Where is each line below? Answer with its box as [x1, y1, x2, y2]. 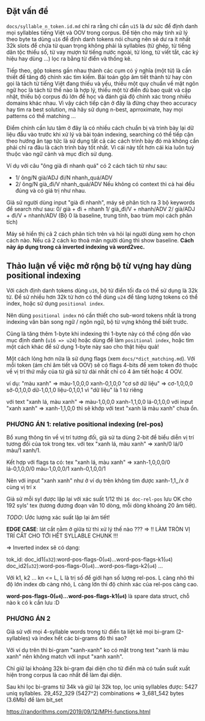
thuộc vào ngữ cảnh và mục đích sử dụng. [6, 150, 113, 157]
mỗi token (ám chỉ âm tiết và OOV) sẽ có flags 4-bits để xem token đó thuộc [6, 361, 198, 368]
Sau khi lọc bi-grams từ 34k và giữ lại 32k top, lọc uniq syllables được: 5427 [6, 683, 198, 690]
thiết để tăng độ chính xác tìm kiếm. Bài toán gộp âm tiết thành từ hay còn [6, 73, 193, 80]
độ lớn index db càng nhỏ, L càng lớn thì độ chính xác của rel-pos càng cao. [6, 580, 199, 588]
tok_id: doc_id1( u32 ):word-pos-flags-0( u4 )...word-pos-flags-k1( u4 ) [6, 555, 173, 563]
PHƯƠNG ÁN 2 [6, 614, 51, 622]
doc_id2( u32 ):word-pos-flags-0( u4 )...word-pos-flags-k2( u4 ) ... [6, 562, 163, 569]
